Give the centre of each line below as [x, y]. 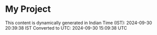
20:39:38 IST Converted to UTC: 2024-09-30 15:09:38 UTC [66, 28]
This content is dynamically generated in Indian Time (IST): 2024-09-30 [78, 23]
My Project [28, 9]
